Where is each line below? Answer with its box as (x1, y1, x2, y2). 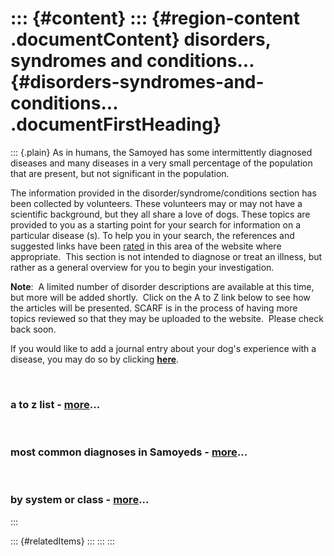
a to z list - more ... (10, 397, 101, 411)
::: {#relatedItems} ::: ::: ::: (10, 535, 115, 547)
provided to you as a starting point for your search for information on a (10, 218, 302, 231)
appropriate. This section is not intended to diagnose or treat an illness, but (10, 250, 323, 262)
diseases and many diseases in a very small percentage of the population (10, 157, 313, 169)
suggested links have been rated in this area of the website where (10, 240, 282, 252)
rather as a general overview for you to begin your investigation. (10, 261, 275, 273)
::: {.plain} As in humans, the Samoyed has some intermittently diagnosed (10, 146, 313, 158)
